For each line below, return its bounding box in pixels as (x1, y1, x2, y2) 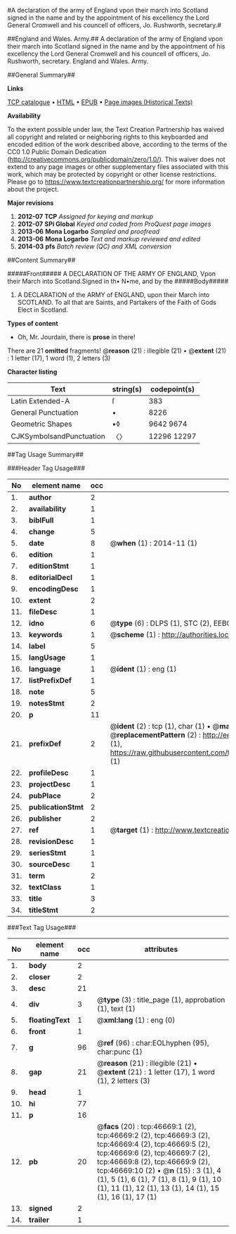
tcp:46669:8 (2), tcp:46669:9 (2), (97, 1157, 211, 1166)
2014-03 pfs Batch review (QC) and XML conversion (17, 242, 172, 251)
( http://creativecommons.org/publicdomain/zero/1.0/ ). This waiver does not (7, 155, 226, 163)
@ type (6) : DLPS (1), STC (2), (110, 619, 212, 628)
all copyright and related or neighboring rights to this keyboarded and (7, 133, 209, 141)
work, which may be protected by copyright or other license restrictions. (7, 170, 216, 178)
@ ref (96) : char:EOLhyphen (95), (97, 1038, 209, 1047)
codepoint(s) (150, 384, 195, 394)
